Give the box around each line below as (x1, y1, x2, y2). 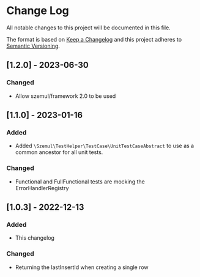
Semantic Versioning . (6, 42, 60, 50)
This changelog (15, 234, 55, 242)
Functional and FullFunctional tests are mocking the (15, 178, 145, 185)
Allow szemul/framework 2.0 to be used (15, 92, 116, 100)
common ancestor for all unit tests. (15, 149, 103, 156)
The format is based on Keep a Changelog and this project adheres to (6, 35, 182, 43)
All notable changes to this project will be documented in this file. (6, 24, 171, 31)
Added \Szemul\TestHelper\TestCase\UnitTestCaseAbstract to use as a (15, 142, 194, 150)
